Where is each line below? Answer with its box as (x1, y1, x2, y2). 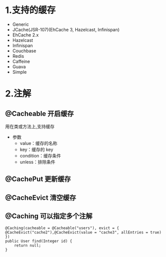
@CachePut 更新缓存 (5, 175, 71, 183)
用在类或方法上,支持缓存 (5, 123, 55, 129)
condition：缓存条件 (19, 152, 61, 158)
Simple (12, 69, 27, 75)
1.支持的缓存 (5, 4, 56, 16)
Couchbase (12, 48, 36, 54)
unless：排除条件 (19, 159, 56, 165)
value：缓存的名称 (19, 140, 58, 146)
